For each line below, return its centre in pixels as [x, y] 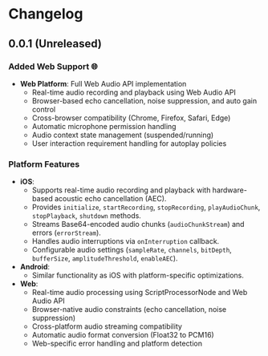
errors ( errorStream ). [67, 233]
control [44, 109]
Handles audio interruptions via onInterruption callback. [126, 241]
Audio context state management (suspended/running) [123, 135]
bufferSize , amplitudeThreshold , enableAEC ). [105, 258]
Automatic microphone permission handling [104, 126]
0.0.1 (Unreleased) [55, 44]
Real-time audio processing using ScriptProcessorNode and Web [140, 293]
